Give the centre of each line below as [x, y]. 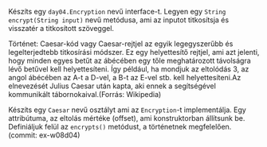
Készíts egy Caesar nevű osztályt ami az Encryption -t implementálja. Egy [128, 110]
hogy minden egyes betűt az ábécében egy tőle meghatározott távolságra [130, 60]
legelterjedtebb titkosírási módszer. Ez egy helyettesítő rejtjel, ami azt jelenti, [134, 52]
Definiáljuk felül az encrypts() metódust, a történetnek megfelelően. [120, 127]
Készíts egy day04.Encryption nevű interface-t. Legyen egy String [117, 12]
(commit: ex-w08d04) [44, 135]
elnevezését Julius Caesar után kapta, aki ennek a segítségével [112, 86]
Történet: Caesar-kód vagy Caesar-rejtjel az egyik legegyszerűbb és [121, 44]
